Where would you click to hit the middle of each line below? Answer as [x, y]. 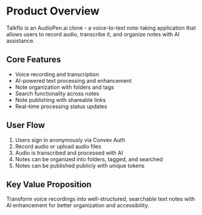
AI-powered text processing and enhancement [73, 80]
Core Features [34, 59]
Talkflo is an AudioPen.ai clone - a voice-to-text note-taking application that [101, 28]
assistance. [21, 40]
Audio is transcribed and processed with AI [69, 153]
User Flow [26, 125]
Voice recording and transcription [57, 74]
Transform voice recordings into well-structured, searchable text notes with [101, 199]
